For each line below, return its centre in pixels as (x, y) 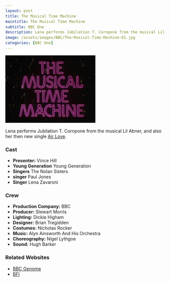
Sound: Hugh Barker (34, 244)
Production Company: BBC (42, 207)
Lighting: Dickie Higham (38, 217)
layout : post (19, 11)
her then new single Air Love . (36, 136)
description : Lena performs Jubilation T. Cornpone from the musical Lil (85, 32)
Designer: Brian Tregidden (41, 223)
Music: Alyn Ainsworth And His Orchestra (56, 234)
